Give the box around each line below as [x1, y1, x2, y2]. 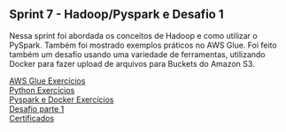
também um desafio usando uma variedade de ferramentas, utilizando [9, 48, 266, 60]
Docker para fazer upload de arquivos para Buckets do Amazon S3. [9, 58, 255, 69]
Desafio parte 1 [9, 103, 65, 114]
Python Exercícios [9, 84, 75, 95]
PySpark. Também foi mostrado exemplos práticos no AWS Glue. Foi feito [9, 40, 277, 50]
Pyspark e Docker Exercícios [9, 94, 114, 105]
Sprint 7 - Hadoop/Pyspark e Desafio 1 [9, 7, 224, 22]
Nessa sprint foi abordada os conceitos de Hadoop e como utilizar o [9, 30, 259, 40]
